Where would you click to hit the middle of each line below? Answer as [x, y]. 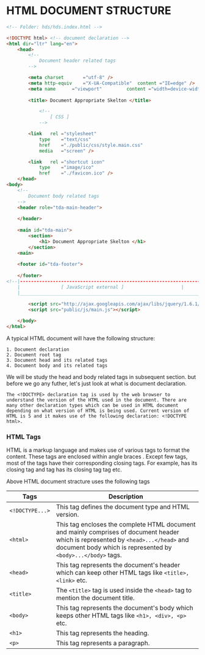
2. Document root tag [34, 355]
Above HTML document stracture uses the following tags [78, 482]
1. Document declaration [38, 350]
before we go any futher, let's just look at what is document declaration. [97, 383]
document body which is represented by [114, 547]
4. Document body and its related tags [57, 365]
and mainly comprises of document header [117, 532]
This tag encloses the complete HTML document [126, 525]
